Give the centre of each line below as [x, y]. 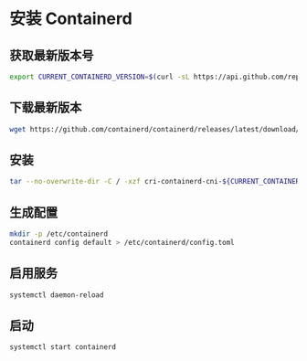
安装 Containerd [71, 19]
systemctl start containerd [63, 347]
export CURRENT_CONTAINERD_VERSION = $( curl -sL [100, 77]
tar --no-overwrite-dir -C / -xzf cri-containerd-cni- [116, 182]
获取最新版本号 [52, 55]
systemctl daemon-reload [57, 295]
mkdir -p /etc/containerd [58, 234]
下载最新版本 [46, 107]
